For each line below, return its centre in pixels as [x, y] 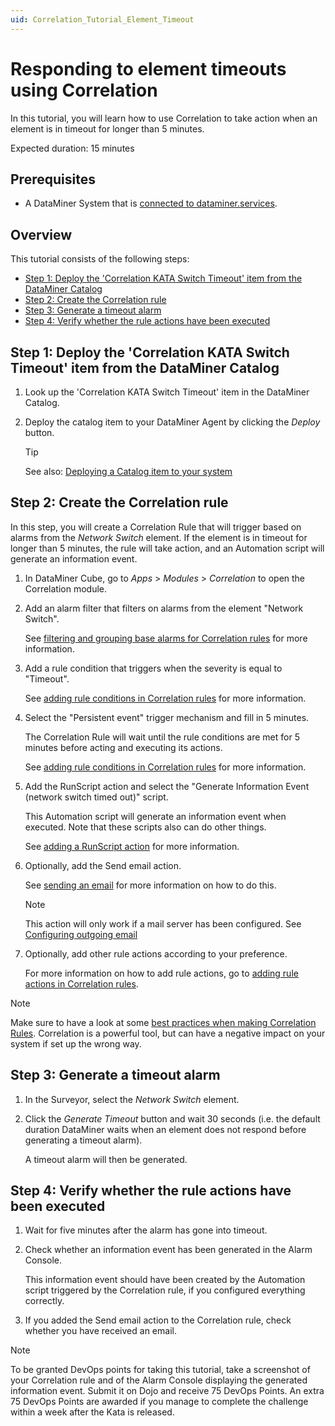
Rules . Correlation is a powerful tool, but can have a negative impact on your [168, 1033]
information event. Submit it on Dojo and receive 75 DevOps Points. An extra [167, 1391]
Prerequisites [53, 179]
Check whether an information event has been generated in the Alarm [168, 1250]
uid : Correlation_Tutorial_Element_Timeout [102, 19]
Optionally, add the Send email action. [103, 865]
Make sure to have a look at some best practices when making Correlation [163, 1022]
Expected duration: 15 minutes [72, 148]
